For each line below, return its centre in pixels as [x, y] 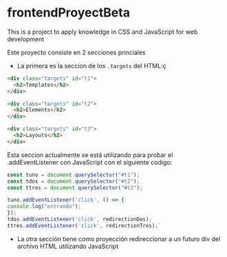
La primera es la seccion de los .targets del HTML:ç [91, 65]
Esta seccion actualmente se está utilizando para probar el [90, 155]
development [26, 39]
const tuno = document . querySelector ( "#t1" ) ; [73, 175]
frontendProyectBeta [69, 13]
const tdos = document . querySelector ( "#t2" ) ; [73, 181]
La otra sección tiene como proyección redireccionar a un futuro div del [119, 238]
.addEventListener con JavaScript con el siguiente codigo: [90, 162]
